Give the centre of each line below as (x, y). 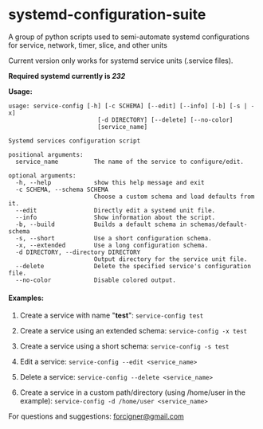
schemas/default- (219, 224)
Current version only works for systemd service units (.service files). (121, 60)
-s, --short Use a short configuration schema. (114, 238)
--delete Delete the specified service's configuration (133, 266)
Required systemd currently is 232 (67, 76)
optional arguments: (43, 175)
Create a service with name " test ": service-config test (112, 315)
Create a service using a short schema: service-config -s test (124, 346)
